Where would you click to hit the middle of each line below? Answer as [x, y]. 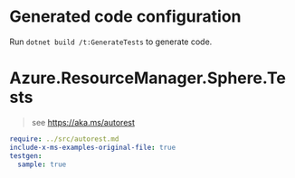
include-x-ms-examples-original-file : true [93, 147]
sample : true [42, 164]
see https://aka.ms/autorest [83, 122]
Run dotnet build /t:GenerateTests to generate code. [111, 42]
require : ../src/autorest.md [64, 139]
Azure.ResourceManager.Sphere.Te [148, 78]
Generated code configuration [125, 17]
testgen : [26, 155]
